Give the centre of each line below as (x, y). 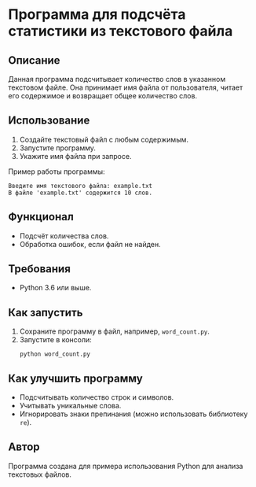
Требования (39, 269)
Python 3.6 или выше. (55, 288)
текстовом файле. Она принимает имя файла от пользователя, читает (126, 87)
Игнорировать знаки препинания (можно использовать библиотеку (133, 414)
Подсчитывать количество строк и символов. (97, 397)
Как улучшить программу (75, 378)
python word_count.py (55, 354)
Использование (49, 121)
